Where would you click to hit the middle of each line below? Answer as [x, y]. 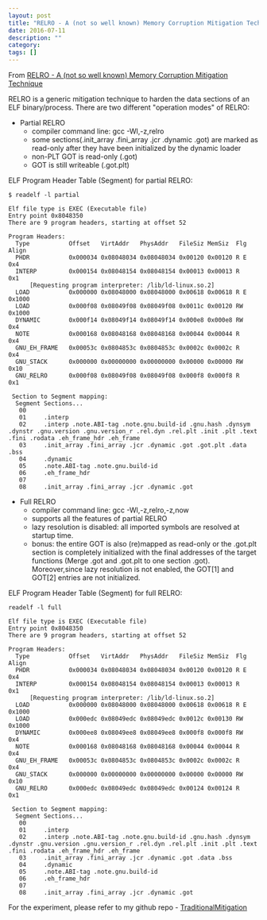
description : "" [35, 38]
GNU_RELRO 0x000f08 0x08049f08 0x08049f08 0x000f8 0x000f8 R [128, 376]
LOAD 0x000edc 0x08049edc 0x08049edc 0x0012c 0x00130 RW [130, 719]
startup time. [52, 535]
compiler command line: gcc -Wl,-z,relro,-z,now [110, 510]
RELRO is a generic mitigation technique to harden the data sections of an [129, 99]
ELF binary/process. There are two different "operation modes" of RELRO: [129, 107]
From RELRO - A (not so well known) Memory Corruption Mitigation [118, 75]
